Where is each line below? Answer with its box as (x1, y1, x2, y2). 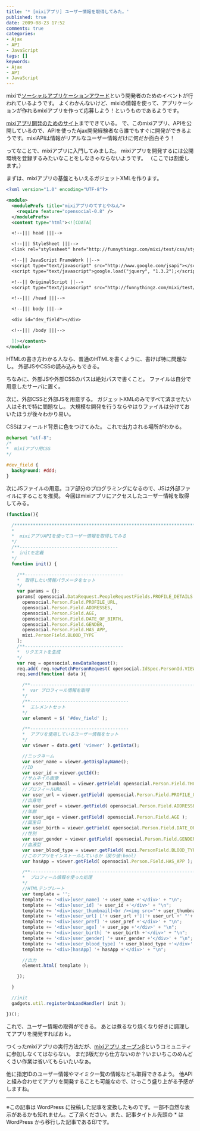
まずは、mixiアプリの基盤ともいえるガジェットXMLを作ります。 (6, 175, 162, 182)
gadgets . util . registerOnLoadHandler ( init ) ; (11, 1000, 127, 1006)
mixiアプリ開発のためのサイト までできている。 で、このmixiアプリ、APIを (6, 120, 187, 127)
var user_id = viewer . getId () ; (21, 770, 100, 776)
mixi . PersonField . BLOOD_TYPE (21, 632, 95, 638)
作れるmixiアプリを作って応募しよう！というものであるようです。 (21, 107, 183, 114)
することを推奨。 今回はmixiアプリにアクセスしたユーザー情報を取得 (21, 492, 189, 499)
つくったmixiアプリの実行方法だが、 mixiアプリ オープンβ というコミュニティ (6, 1042, 192, 1050)
